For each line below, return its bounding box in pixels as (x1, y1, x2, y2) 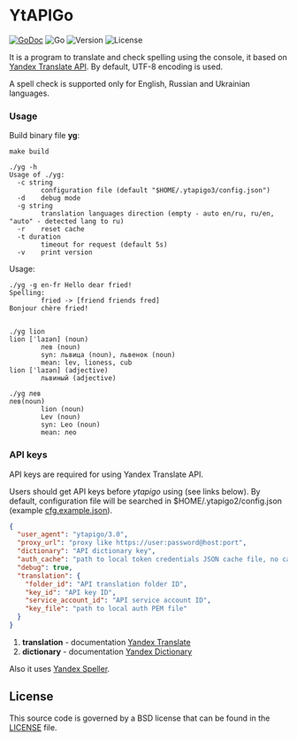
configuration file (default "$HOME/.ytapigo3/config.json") (41, 186, 271, 195)
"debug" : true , (17, 563, 73, 572)
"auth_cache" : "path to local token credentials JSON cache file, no (17, 555, 278, 564)
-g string (17, 201, 53, 211)
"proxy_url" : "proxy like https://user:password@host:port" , (17, 538, 247, 548)
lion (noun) (41, 405, 86, 414)
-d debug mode (17, 194, 81, 203)
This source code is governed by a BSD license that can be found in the (9, 713, 270, 723)
